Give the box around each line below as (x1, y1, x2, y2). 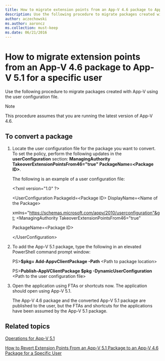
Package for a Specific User (5, 350, 62, 356)
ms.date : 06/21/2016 (5, 30, 48, 35)
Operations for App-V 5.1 (5, 335, 55, 341)
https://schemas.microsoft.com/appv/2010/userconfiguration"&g (29, 210, 160, 216)
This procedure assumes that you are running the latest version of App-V (5, 113, 153, 119)
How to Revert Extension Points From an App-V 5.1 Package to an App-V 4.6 (5, 345, 159, 351)
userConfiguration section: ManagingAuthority (12, 156, 110, 162)
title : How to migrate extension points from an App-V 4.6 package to (5, 7, 153, 12)
